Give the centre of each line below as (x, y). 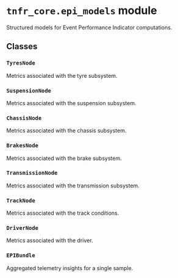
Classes (22, 47)
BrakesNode (22, 146)
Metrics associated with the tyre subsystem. (62, 75)
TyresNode (21, 63)
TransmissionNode (32, 173)
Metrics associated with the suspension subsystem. (71, 103)
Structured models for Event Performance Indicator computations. (89, 27)
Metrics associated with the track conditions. (63, 213)
